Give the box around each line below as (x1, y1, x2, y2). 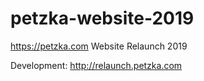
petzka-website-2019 (10, 7, 195, 30)
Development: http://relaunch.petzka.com (10, 59, 183, 71)
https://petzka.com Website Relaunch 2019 (10, 40, 188, 52)
